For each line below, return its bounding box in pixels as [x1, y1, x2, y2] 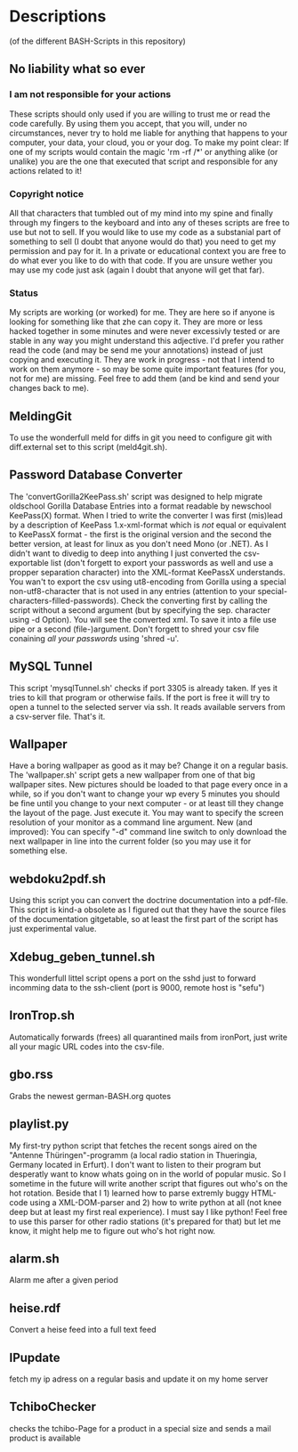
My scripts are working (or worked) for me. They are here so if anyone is [9, 307, 276, 318]
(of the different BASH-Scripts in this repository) [9, 36, 187, 46]
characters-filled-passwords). [9, 595, 119, 606]
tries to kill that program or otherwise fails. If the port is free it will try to [9, 692, 270, 703]
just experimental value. [9, 924, 97, 934]
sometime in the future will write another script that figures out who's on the [9, 1178, 288, 1188]
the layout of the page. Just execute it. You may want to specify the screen [9, 808, 284, 819]
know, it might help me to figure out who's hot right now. [9, 1225, 216, 1236]
